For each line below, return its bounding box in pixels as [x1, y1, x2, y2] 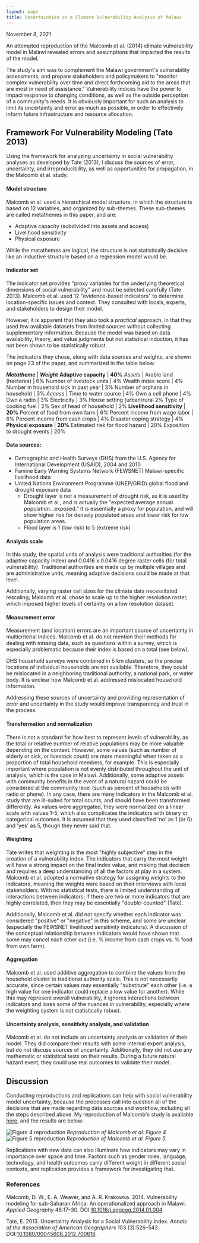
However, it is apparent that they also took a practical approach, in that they [6, 316, 192, 324]
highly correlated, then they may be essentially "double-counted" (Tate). [6, 899, 184, 906]
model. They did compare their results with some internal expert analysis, [6, 1040, 186, 1047]
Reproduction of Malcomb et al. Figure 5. [66, 1135, 168, 1142]
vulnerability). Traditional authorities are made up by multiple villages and [6, 564, 186, 571]
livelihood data [14, 473, 51, 480]
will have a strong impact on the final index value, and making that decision [6, 861, 190, 868]
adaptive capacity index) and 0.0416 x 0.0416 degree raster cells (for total [6, 557, 187, 564]
